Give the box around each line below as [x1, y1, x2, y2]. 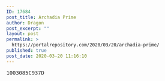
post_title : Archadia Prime [6, 14, 77, 20]
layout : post [6, 31, 39, 37]
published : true [6, 48, 47, 54]
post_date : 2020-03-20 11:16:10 [6, 53, 87, 59]
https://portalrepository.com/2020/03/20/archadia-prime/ [11, 42, 160, 48]
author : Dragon [6, 20, 44, 26]
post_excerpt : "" [6, 25, 50, 32]
